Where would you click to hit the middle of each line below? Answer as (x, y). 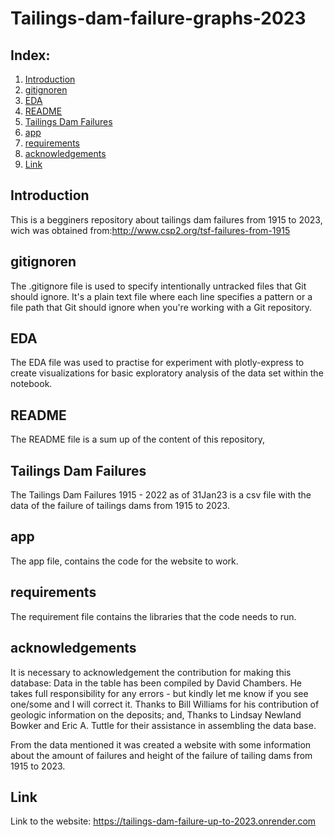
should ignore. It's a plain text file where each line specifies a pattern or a (161, 296)
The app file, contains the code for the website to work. (124, 561)
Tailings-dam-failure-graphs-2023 (158, 18)
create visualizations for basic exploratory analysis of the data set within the (167, 373)
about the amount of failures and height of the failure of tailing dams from (161, 755)
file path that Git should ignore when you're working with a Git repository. (161, 307)
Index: (30, 55)
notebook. (31, 384)
